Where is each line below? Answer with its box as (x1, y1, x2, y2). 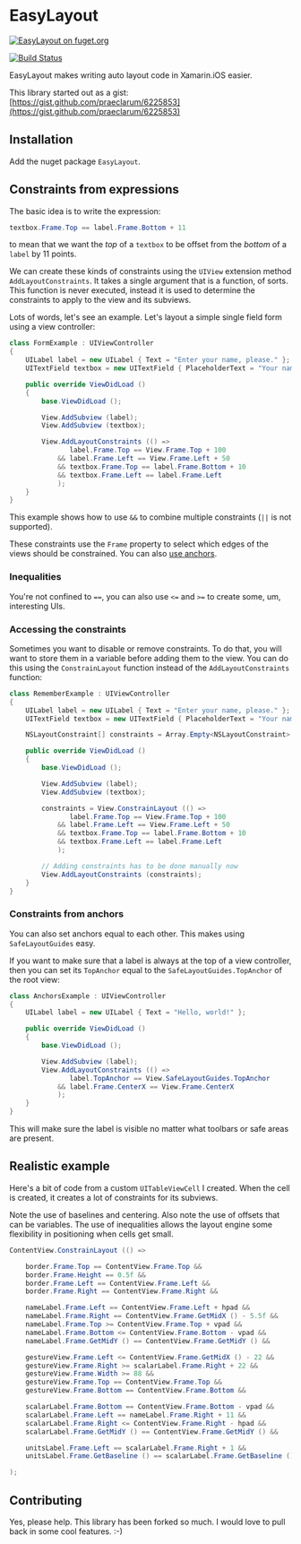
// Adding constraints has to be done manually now (41, 861, 239, 870)
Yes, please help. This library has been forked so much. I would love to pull (9, 1516, 286, 1527)
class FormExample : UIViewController (9, 339, 154, 348)
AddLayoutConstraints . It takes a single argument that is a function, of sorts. (9, 275, 288, 287)
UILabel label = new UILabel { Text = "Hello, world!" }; (25, 1008, 246, 1017)
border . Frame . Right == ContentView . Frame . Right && (25, 1287, 219, 1296)
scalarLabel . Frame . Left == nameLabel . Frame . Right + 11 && (25, 1410, 246, 1419)
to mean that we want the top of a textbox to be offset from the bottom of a (9, 239, 287, 250)
